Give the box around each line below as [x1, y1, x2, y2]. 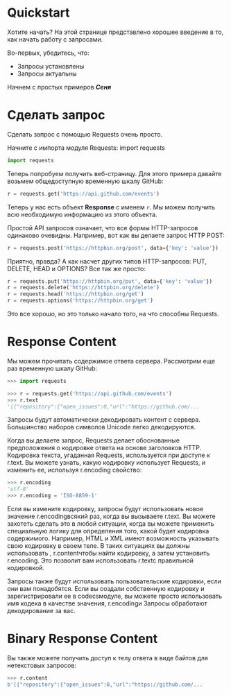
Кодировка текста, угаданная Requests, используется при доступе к [7, 451, 210, 459]
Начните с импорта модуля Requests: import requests [7, 144, 165, 152]
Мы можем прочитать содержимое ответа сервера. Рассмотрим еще [7, 357, 216, 365]
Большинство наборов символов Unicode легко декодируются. [7, 423, 196, 431]
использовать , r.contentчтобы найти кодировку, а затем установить [7, 549, 210, 558]
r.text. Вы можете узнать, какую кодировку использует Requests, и [7, 458, 206, 467]
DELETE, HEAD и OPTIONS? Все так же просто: [7, 264, 146, 273]
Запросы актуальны [17, 69, 78, 78]
